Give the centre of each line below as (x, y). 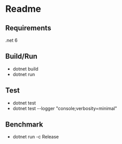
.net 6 (12, 40)
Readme (23, 9)
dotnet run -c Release (36, 137)
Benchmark (24, 125)
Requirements (28, 28)
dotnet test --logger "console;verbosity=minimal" (65, 108)
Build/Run (21, 56)
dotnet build (25, 69)
